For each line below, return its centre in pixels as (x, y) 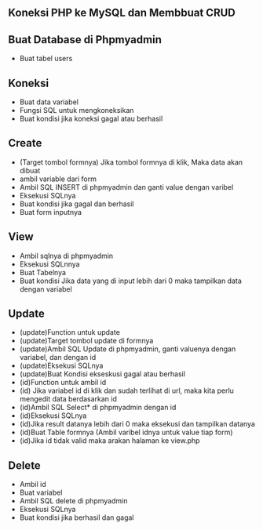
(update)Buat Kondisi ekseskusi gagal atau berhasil (102, 374)
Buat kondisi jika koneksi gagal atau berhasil (91, 119)
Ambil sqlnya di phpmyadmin (66, 256)
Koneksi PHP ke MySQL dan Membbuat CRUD (122, 13)
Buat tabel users (46, 59)
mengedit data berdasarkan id (68, 399)
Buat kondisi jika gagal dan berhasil (77, 204)
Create (25, 143)
